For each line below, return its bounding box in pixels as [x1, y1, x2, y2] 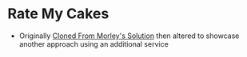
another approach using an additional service [18, 39, 169, 48]
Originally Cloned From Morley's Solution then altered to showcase [18, 31, 240, 40]
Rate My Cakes [7, 5, 110, 23]
